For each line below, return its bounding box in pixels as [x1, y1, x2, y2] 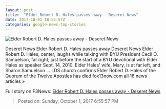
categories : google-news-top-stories [5, 21, 86, 27]
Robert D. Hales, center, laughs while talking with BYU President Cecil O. [5, 51, 158, 57]
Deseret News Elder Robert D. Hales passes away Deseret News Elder [5, 46, 154, 52]
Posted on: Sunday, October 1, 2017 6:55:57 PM [17, 98, 119, 104]
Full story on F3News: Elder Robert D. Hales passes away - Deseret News [5, 88, 161, 95]
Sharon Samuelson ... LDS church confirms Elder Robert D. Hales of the [5, 68, 156, 74]
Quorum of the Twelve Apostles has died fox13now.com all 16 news [5, 73, 148, 79]
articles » [5, 78, 25, 84]
